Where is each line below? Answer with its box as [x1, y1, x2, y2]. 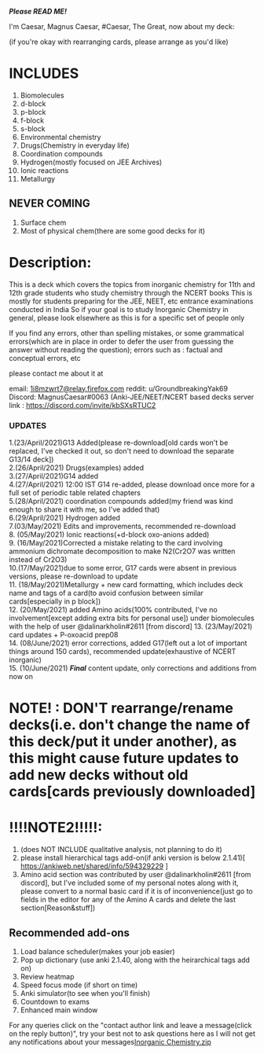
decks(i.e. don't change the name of [9, 716, 251, 734]
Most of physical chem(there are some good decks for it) [20, 226, 206, 235]
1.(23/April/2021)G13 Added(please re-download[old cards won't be [9, 438, 229, 447]
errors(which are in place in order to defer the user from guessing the [9, 336, 234, 346]
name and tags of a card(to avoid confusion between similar [9, 588, 203, 597]
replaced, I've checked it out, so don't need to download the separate [9, 446, 235, 455]
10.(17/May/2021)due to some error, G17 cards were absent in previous [9, 563, 237, 572]
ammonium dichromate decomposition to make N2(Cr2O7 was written [9, 546, 236, 556]
